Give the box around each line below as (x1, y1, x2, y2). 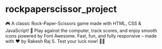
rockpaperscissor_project (5, 3, 117, 15)
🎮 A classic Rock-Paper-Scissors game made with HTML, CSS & (5, 20, 142, 26)
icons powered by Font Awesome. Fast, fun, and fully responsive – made (5, 32, 157, 38)
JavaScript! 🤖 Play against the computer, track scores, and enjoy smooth (5, 27, 157, 33)
